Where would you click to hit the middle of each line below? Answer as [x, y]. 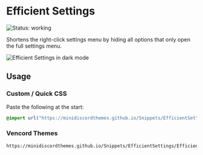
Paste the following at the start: [45, 107]
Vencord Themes [32, 133]
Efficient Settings [51, 11]
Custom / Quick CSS [37, 93]
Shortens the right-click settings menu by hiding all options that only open [98, 39]
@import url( [23, 118]
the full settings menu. [34, 46]
